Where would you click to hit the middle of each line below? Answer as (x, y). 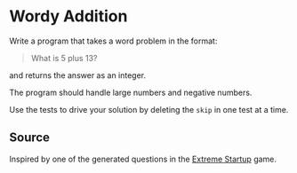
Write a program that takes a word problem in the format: (113, 41)
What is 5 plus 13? (64, 58)
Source (30, 138)
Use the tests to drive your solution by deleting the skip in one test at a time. (149, 109)
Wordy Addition (68, 16)
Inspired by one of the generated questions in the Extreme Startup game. (143, 159)
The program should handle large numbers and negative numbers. (131, 92)
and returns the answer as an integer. (78, 75)
